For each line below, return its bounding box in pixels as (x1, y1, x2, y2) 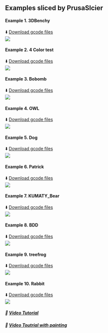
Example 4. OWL (5, 105, 40, 111)
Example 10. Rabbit (5, 280, 45, 286)
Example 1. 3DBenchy (5, 17, 50, 24)
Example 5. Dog (5, 135, 38, 140)
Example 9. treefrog (5, 251, 47, 257)
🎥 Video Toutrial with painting (5, 322, 67, 328)
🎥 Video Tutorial (5, 310, 39, 316)
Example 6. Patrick (5, 164, 44, 169)
